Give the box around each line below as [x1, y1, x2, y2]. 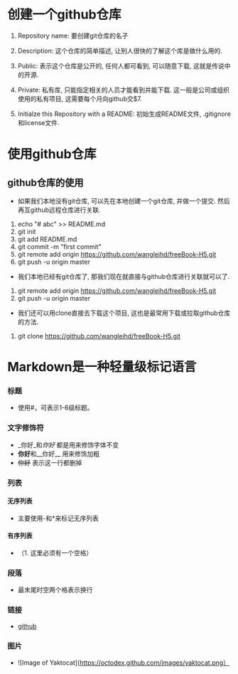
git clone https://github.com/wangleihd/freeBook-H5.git [17, 331, 181, 340]
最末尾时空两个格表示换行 [17, 586, 93, 594]
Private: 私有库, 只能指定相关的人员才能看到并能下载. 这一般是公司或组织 [17, 85, 229, 94]
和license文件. [17, 118, 60, 127]
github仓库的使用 [7, 176, 84, 188]
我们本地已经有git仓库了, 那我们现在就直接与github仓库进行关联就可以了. [17, 272, 230, 281]
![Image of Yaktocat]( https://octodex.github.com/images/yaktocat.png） [17, 658, 229, 667]
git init [17, 227, 36, 235]
